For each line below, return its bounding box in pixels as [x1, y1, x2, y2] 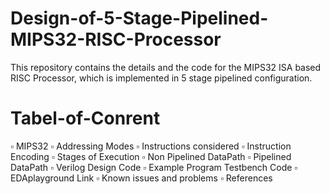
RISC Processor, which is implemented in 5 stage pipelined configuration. [10, 72, 313, 84]
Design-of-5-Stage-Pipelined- [10, 7, 269, 30]
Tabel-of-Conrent [10, 107, 161, 130]
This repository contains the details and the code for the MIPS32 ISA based [10, 61, 322, 73]
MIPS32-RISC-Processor [10, 28, 222, 51]
